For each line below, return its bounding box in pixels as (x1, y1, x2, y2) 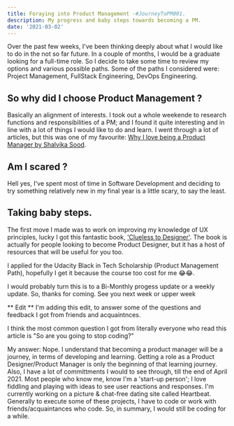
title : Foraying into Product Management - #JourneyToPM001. (7, 10, 187, 17)
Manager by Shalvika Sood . (7, 140, 87, 149)
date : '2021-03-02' (7, 23, 64, 30)
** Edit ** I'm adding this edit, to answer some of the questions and (7, 303, 201, 311)
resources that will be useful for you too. (7, 247, 124, 256)
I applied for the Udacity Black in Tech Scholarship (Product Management (7, 261, 219, 270)
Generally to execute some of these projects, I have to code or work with (7, 397, 217, 405)
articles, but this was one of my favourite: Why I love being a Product (7, 133, 206, 142)
